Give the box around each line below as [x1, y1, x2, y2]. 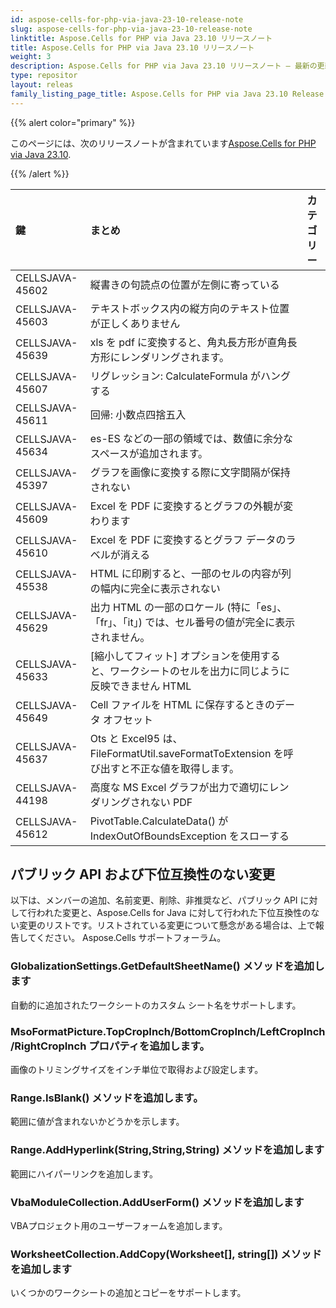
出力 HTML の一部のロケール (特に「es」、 [89, 600, 288, 614]
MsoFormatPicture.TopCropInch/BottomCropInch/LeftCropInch [10, 1024, 326, 1038]
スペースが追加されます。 [89, 446, 209, 460]
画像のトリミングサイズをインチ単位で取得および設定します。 [10, 1064, 264, 1076]
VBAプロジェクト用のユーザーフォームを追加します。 [10, 1219, 228, 1231]
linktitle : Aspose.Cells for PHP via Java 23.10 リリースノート [10, 33, 273, 43]
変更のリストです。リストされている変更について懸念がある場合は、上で [18, 919, 316, 931]
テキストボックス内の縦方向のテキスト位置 [89, 301, 290, 315]
